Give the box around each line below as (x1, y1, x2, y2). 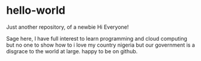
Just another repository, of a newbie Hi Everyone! (6, 23, 129, 30)
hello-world (6, 4, 66, 17)
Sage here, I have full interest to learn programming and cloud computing (6, 35, 188, 42)
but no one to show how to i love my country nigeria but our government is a (6, 41, 195, 48)
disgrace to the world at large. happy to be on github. (6, 47, 138, 54)
